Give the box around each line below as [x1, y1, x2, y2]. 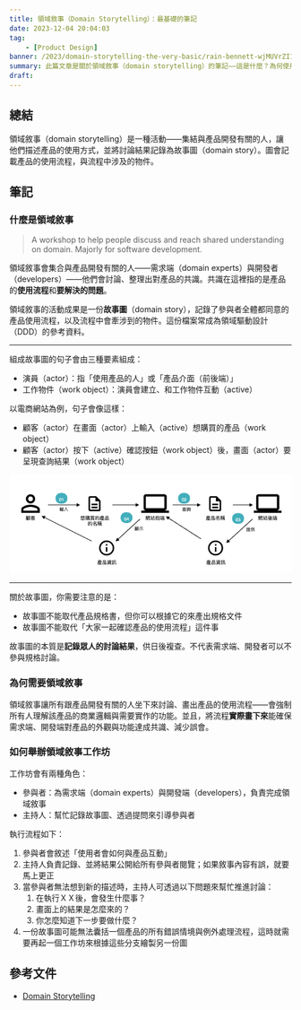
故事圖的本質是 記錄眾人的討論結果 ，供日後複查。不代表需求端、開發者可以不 [9, 641, 292, 652]
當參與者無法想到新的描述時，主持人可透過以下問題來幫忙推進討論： [21, 881, 274, 892]
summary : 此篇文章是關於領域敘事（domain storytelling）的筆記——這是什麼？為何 [9, 62, 284, 71]
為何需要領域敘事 [9, 677, 83, 690]
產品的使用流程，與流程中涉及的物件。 [16, 155, 159, 166]
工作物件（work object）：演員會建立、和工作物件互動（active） [21, 384, 258, 395]
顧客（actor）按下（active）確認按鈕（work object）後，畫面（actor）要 [21, 445, 292, 456]
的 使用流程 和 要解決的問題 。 [9, 285, 112, 296]
